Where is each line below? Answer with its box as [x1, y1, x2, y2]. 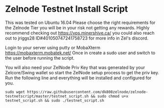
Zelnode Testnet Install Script [5, 3, 128, 15]
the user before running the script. [5, 55, 75, 61]
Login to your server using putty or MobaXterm [5, 44, 101, 50]
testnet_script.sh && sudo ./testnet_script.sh [5, 98, 105, 103]
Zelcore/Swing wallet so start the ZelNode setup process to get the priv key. [5, 69, 160, 75]
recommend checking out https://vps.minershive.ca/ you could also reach [5, 30, 155, 36]
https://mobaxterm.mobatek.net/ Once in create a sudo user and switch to [5, 50, 156, 56]
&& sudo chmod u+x [90, 94, 129, 99]
